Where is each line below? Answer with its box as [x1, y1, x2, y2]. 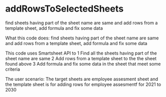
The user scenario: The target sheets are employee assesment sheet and [5, 76, 158, 82]
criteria [5, 66, 20, 72]
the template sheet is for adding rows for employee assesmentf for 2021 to [5, 81, 161, 87]
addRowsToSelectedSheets [5, 3, 124, 15]
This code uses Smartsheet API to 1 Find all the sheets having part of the [5, 50, 157, 56]
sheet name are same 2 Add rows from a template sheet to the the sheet [5, 55, 157, 61]
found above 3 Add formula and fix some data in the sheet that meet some [5, 61, 161, 67]
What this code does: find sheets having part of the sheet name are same [5, 35, 159, 41]
